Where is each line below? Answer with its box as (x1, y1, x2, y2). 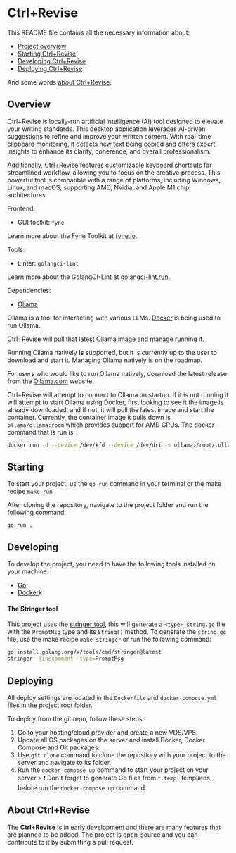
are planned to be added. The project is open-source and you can (7, 830, 198, 839)
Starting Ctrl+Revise (17, 49, 76, 58)
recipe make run (7, 487, 53, 496)
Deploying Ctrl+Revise (17, 64, 83, 73)
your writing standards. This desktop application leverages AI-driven (7, 125, 206, 133)
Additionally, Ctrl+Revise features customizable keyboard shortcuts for (7, 161, 212, 169)
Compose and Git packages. (17, 743, 100, 752)
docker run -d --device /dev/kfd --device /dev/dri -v (7, 442, 171, 449)
